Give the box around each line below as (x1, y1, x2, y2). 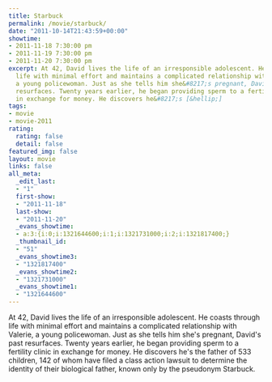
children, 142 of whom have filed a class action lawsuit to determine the (8, 355, 248, 365)
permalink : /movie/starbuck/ (8, 19, 107, 28)
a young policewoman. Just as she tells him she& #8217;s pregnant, (15, 79, 249, 87)
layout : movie (8, 155, 57, 163)
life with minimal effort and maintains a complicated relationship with (8, 321, 237, 330)
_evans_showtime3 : (15, 253, 79, 261)
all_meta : (8, 170, 42, 178)
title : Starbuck (8, 11, 63, 20)
